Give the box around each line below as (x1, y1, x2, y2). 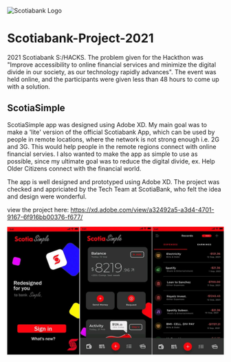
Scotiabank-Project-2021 (7, 31, 154, 46)
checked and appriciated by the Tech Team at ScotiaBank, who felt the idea (7, 185, 221, 193)
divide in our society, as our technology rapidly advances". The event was (7, 67, 217, 76)
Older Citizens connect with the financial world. (7, 164, 142, 172)
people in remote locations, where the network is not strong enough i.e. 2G (7, 135, 220, 144)
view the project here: (7, 205, 69, 214)
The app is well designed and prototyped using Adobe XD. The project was (7, 177, 220, 185)
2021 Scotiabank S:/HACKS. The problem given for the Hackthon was (7, 53, 204, 61)
